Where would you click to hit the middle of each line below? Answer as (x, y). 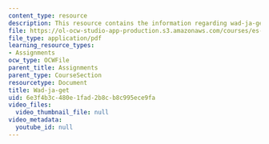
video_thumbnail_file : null (62, 113)
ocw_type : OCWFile (39, 61)
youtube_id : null (44, 127)
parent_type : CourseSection (55, 75)
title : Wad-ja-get (39, 90)
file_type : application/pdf (55, 38)
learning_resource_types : (51, 46)
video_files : (30, 105)
